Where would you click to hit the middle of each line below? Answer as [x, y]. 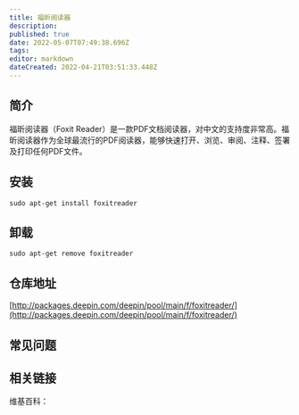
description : [33, 26]
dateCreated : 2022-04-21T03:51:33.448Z [83, 68]
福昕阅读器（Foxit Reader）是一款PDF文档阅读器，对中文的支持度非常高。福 [149, 129]
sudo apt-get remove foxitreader [71, 254]
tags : [19, 51]
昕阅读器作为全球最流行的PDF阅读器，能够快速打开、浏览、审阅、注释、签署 [150, 140]
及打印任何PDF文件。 [48, 151]
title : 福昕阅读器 [40, 17]
